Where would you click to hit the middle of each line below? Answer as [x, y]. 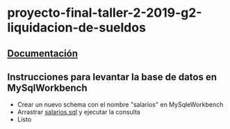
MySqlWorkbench [48, 88]
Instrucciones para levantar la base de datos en [112, 77]
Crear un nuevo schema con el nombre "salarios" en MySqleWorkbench [120, 105]
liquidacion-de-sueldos [76, 28]
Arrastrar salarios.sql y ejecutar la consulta [79, 112]
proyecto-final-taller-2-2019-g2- [105, 13]
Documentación [43, 53]
